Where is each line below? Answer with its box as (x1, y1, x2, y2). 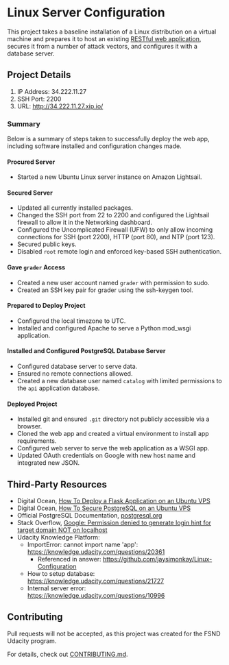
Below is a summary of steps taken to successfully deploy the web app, (7, 135, 210, 143)
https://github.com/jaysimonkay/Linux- (102, 555, 213, 564)
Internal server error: (27, 584, 86, 592)
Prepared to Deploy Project (7, 302, 86, 310)
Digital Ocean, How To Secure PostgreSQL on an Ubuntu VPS (16, 504, 191, 512)
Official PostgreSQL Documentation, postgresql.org (16, 511, 162, 520)
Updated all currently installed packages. (16, 204, 134, 212)
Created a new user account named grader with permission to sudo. (16, 278, 210, 287)
